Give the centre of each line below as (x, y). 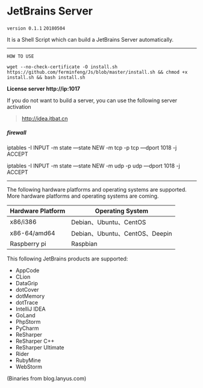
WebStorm (29, 366)
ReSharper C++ (35, 341)
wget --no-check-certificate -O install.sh (62, 67)
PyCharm (27, 328)
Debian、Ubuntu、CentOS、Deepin (121, 233)
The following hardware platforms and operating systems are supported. (97, 189)
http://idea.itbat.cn (45, 118)
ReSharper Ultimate (40, 347)
